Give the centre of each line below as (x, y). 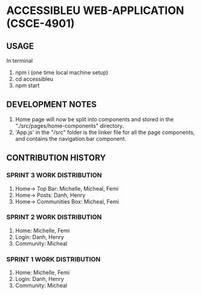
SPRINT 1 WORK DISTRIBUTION (54, 259)
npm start (27, 85)
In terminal (20, 61)
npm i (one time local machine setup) (62, 73)
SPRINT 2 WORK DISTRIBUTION (54, 217)
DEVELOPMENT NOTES (51, 105)
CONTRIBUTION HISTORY (56, 158)
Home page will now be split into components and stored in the (94, 119)
